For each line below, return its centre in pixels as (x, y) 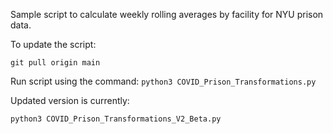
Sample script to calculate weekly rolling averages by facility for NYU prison (167, 14)
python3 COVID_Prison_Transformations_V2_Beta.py (116, 119)
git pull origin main (55, 63)
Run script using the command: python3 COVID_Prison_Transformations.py (163, 81)
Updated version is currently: (70, 100)
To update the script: (53, 44)
